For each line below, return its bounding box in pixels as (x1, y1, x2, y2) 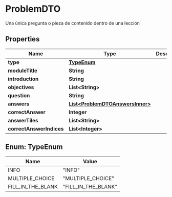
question (8, 92, 30, 99)
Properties (5, 35, 40, 43)
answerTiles (8, 117, 38, 124)
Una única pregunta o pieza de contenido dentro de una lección (5, 20, 140, 26)
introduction (8, 75, 39, 82)
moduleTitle (8, 67, 37, 74)
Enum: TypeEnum (5, 143, 63, 151)
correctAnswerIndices (8, 125, 64, 132)
